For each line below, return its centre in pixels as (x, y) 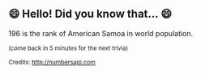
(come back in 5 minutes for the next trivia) (68, 48)
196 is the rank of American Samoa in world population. (101, 33)
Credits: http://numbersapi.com (52, 62)
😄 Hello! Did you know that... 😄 (90, 14)
